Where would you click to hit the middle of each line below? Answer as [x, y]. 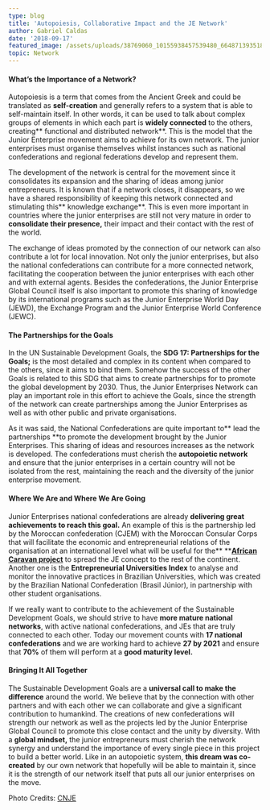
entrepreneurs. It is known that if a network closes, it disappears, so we [127, 189]
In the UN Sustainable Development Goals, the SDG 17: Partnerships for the [134, 353]
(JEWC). [22, 317]
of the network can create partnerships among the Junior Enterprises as [128, 405]
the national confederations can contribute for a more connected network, [131, 265]
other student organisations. [55, 593]
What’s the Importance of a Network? [72, 79]
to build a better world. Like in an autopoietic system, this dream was [123, 756]
